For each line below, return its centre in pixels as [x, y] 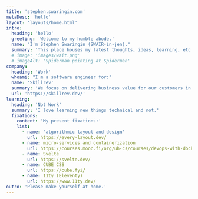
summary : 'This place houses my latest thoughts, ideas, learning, [96, 50]
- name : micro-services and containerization [78, 143]
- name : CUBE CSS [43, 165]
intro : [14, 28]
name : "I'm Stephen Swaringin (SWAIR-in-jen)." [71, 45]
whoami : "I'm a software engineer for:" [62, 77]
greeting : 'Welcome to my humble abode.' [63, 39]
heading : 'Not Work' [37, 105]
